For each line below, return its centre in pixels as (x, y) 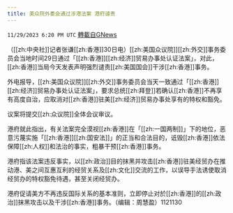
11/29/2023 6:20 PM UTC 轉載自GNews (62, 34)
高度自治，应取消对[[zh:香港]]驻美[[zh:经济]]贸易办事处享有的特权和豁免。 (119, 99)
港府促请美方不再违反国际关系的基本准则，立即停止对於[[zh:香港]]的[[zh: (111, 193)
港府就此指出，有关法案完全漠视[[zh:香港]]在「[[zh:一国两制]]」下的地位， (113, 128)
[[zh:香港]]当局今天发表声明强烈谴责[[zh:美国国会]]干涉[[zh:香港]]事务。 (110, 66)
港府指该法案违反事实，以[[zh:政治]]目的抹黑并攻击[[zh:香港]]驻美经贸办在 (113, 161)
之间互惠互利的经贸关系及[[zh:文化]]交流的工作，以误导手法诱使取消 (129, 170)
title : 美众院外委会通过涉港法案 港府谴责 (61, 14)
